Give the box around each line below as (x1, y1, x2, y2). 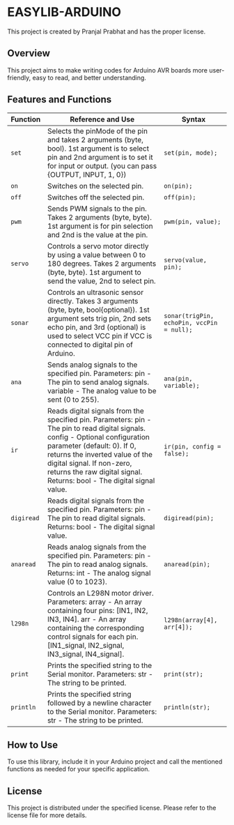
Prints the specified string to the (47, 660, 153, 670)
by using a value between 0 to (47, 250, 146, 259)
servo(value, (163, 256, 208, 264)
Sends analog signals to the (47, 360, 138, 370)
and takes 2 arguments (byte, (47, 135, 144, 144)
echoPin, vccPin (163, 319, 218, 326)
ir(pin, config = (163, 442, 221, 451)
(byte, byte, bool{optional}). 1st (47, 305, 150, 315)
